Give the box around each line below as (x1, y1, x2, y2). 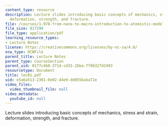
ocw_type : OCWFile (5, 49, 43, 54)
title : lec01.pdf (5, 73, 41, 78)
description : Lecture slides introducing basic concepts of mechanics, (5, 12, 157, 17)
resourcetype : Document (5, 68, 55, 73)
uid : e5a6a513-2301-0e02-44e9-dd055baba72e (5, 77, 97, 82)
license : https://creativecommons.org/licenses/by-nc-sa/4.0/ (5, 45, 137, 50)
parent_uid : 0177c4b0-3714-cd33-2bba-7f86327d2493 (5, 63, 113, 68)
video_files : (5, 82, 32, 87)
